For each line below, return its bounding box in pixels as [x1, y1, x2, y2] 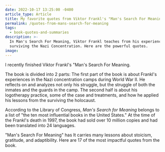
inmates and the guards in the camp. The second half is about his [5, 87, 137, 93]
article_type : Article [5, 12, 52, 17]
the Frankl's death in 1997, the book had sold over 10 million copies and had [5, 117, 158, 123]
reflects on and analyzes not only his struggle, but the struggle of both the [5, 81, 156, 87]
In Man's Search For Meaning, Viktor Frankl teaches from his [9, 39, 139, 44]
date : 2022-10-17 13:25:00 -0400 [5, 7, 74, 12]
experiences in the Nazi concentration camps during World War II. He [5, 76, 146, 82]
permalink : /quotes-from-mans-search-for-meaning [5, 21, 109, 26]
